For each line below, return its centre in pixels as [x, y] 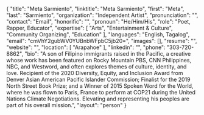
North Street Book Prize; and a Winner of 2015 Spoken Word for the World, [100, 86]
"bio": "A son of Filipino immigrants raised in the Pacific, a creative [107, 54]
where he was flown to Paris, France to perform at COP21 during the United [101, 92]
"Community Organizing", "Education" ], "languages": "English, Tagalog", [98, 34]
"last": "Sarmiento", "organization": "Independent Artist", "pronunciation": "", [102, 15]
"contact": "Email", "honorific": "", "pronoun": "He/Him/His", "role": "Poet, [98, 21]
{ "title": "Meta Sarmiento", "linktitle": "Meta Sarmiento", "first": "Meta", [95, 9]
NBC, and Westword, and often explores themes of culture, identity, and [97, 67]
